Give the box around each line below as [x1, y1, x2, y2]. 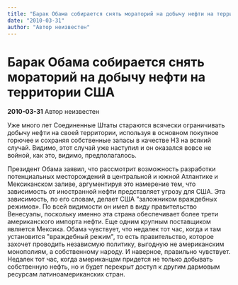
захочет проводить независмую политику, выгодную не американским [7, 240, 225, 248]
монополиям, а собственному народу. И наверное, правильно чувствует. [7, 248, 231, 256]
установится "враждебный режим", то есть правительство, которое [7, 233, 214, 241]
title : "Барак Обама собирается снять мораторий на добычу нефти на [7, 10, 214, 18]
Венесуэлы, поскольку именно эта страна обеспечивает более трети [7, 210, 219, 219]
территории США [7, 84, 115, 100]
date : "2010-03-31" [7, 17, 65, 24]
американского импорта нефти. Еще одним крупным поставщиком [7, 217, 211, 226]
